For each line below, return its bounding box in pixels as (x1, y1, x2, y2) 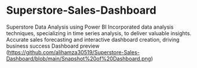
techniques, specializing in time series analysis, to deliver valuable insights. (6, 29, 192, 36)
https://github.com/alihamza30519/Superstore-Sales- (8, 48, 140, 55)
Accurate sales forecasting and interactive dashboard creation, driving (6, 36, 180, 43)
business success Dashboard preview (6, 42, 100, 50)
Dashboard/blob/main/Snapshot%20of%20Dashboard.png (6, 55, 151, 62)
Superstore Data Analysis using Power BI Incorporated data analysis (6, 23, 174, 30)
